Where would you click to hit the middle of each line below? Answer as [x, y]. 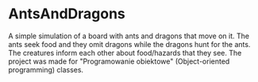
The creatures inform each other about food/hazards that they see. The [125, 53]
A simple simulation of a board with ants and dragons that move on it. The [129, 36]
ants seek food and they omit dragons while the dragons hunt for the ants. [129, 44]
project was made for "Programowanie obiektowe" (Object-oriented [119, 61]
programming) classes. [46, 69]
